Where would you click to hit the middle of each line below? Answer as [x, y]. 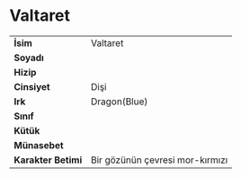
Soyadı [29, 58]
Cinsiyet [32, 86]
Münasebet [39, 145]
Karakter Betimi [48, 160]
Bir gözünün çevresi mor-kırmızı [159, 160]
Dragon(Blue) [119, 102]
